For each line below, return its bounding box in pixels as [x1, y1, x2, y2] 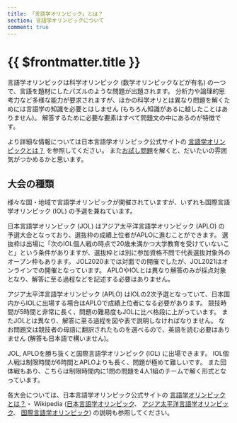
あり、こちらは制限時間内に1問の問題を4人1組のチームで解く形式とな [25, 367, 227, 376]
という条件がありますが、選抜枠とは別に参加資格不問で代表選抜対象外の [19, 248, 231, 257]
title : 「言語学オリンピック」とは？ [7, 10, 104, 18]
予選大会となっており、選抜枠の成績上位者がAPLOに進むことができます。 [7, 231, 221, 239]
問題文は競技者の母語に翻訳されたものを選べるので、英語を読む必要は [13, 325, 218, 334]
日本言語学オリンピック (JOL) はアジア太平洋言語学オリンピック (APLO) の [7, 222, 225, 231]
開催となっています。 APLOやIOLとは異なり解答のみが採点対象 [44, 266, 226, 274]
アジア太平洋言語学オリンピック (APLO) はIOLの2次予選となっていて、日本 [7, 290, 224, 299]
